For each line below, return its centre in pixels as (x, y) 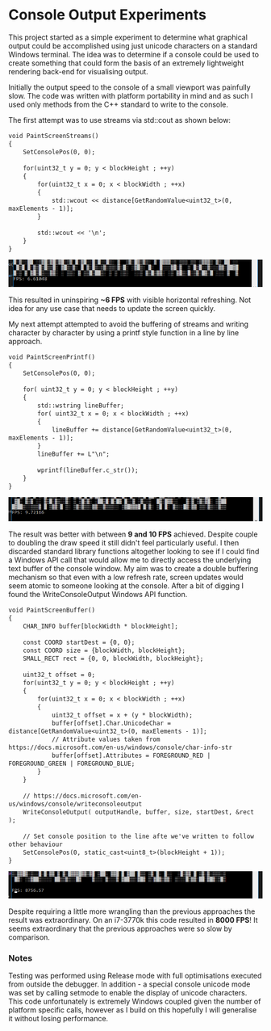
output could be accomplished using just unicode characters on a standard (133, 45)
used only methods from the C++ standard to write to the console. (118, 104)
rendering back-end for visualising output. (79, 71)
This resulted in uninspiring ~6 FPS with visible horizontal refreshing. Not (130, 300)
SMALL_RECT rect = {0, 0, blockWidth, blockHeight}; (113, 659)
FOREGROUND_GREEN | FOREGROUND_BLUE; (72, 764)
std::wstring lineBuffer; (81, 406)
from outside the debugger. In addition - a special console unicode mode (129, 984)
